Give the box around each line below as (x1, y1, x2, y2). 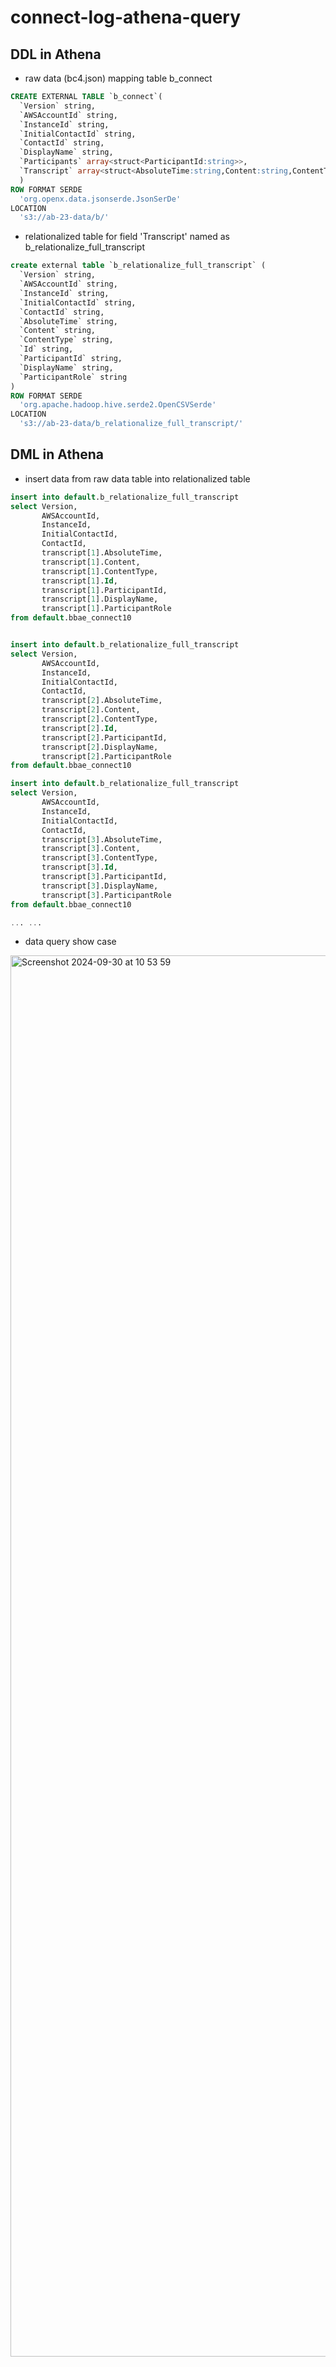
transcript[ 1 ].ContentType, (41, 566, 159, 576)
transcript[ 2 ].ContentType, (41, 714, 159, 725)
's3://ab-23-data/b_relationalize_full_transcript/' (19, 419, 244, 429)
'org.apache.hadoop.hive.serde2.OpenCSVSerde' (19, 400, 217, 410)
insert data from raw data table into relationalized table (24, 472, 251, 485)
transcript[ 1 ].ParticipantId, (41, 585, 168, 595)
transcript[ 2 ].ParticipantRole (41, 751, 172, 761)
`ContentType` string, (19, 335, 114, 345)
